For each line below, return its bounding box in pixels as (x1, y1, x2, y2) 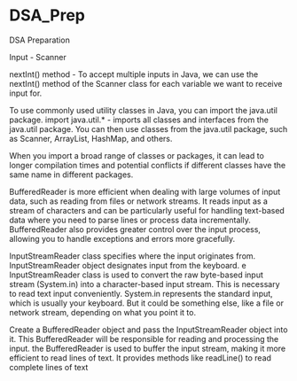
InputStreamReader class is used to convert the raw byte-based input (9, 269, 264, 280)
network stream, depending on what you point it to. (9, 307, 197, 317)
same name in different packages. (9, 169, 134, 180)
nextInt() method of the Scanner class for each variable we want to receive (9, 78, 283, 89)
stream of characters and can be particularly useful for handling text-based (9, 205, 285, 215)
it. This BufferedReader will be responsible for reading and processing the (9, 333, 279, 344)
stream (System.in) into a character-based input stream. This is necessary (9, 278, 280, 289)
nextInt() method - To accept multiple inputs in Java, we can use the (9, 68, 259, 80)
